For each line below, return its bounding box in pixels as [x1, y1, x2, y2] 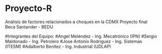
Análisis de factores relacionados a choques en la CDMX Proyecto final [5, 19, 147, 25]
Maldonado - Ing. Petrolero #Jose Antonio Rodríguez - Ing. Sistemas [5, 38, 143, 44]
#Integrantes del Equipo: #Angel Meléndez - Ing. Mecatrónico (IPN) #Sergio [5, 33, 157, 39]
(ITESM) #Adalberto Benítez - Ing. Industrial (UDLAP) [5, 43, 111, 49]
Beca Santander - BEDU [5, 24, 54, 29]
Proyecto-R [5, 3, 52, 14]
